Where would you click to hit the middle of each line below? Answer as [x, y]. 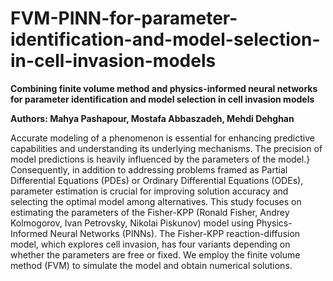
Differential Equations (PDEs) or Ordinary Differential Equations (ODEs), [157, 180]
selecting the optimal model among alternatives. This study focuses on [156, 201]
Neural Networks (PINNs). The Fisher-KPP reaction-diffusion [175, 233]
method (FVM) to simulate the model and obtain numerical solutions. [151, 265]
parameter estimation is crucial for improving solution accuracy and [149, 191]
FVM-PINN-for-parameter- [124, 18]
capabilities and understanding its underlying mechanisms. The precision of [166, 148]
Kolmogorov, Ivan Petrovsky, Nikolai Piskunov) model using [132, 223]
